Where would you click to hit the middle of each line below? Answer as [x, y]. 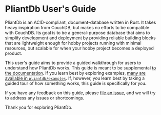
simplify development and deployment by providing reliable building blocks [80, 38]
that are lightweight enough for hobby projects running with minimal [73, 43]
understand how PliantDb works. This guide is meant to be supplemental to [80, 68]
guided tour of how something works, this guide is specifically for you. [76, 83]
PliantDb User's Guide [51, 9]
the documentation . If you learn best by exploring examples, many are [75, 73]
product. [14, 53]
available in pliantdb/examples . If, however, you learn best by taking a [75, 78]
